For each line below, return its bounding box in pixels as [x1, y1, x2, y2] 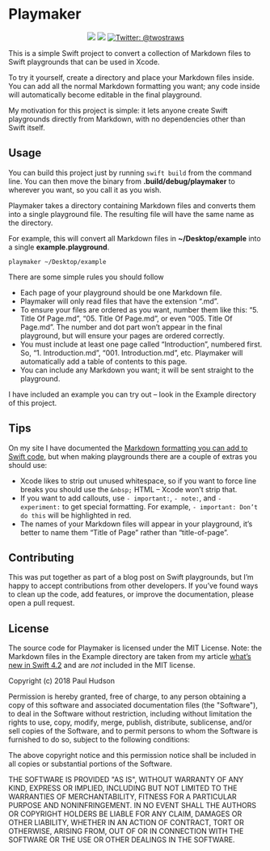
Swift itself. [8, 122, 46, 132]
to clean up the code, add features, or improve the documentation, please [8, 589, 255, 599]
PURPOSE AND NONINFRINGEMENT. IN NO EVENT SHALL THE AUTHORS [8, 801, 257, 811]
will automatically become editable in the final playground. [8, 90, 202, 100]
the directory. [8, 218, 53, 228]
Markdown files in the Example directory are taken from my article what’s [8, 652, 252, 662]
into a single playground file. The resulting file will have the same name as [8, 209, 255, 219]
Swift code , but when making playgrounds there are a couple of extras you [8, 451, 257, 462]
